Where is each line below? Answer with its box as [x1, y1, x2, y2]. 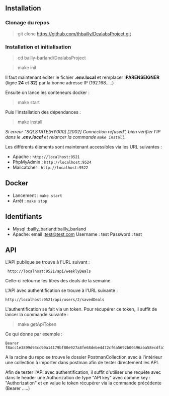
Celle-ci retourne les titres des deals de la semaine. [5, 278, 112, 284]
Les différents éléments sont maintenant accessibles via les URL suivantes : [5, 143, 162, 150]
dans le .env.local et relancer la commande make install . [5, 134, 126, 140]
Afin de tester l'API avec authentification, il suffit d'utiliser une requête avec [5, 369, 161, 375]
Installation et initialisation [5, 43, 71, 50]
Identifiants [5, 212, 42, 221]
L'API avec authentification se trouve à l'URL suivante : [5, 287, 118, 293]
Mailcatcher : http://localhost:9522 [12, 164, 89, 170]
